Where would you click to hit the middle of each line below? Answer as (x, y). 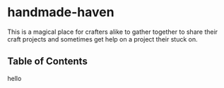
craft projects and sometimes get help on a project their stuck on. (102, 39)
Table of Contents (48, 62)
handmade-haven (61, 12)
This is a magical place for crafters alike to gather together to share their (112, 32)
